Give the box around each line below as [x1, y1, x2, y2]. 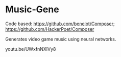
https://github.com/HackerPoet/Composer [5, 26, 94, 32]
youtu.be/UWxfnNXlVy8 [5, 46, 56, 52]
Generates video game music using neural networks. [5, 36, 116, 42]
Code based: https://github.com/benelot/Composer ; [5, 21, 115, 27]
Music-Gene [5, 4, 60, 15]
